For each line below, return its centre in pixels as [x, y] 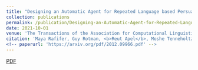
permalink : [19, 22]
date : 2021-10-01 [27, 28]
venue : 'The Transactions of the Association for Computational [87, 34]
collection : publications [38, 17]
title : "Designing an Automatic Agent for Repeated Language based [91, 11]
